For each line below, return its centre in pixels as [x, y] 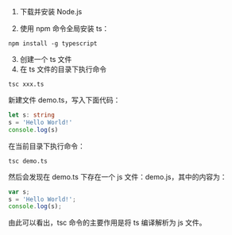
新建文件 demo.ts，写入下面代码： [64, 100]
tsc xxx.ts [26, 84]
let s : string [32, 115]
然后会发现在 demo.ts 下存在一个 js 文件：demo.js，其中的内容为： [118, 176]
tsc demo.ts [28, 161]
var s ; [19, 192]
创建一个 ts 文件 [46, 59]
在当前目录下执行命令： [46, 146]
